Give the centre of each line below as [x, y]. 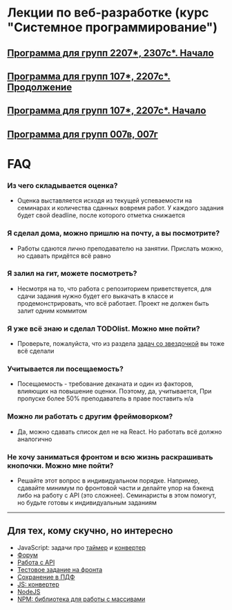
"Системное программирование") [113, 27]
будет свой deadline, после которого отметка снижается [101, 215]
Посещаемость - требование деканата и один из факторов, [105, 384]
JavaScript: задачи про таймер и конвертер [81, 547]
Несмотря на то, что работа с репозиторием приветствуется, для [114, 288]
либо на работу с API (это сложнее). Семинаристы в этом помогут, [117, 495]
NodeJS [29, 591]
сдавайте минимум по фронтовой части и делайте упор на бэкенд [115, 488]
